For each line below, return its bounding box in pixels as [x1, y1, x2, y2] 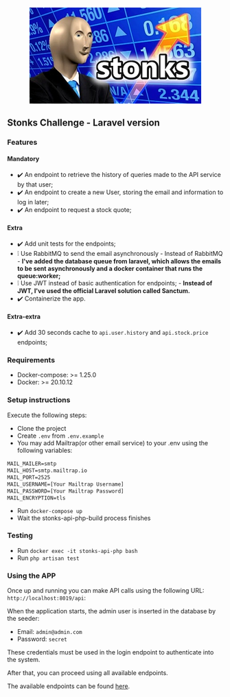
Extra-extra [7, 313, 41, 321]
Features [7, 138, 38, 147]
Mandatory [7, 154, 40, 163]
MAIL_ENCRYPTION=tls [7, 495, 67, 501]
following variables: [16, 446, 73, 454]
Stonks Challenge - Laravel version [7, 117, 160, 129]
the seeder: [7, 615, 40, 623]
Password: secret [16, 635, 67, 643]
